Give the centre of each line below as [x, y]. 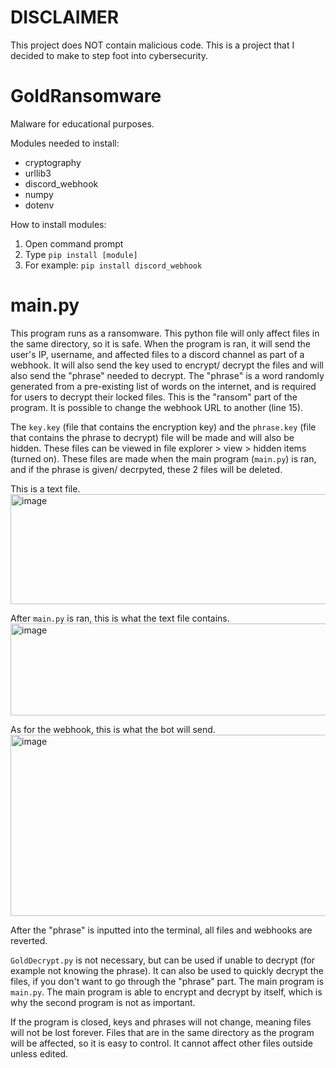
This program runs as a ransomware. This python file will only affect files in [165, 333]
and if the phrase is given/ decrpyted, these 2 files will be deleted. [146, 469]
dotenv [39, 205]
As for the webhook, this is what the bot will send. [113, 729]
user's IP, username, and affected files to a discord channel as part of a [157, 354]
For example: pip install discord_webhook [113, 265]
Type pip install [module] [81, 254]
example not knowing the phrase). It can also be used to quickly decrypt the [167, 970]
